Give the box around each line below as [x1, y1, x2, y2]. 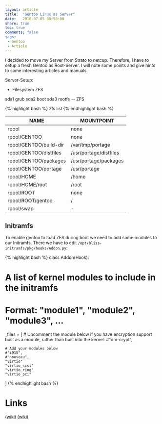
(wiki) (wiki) [5, 414, 29, 420]
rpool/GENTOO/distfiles [7, 149, 62, 156]
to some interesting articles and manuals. [5, 67, 88, 74]
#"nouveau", [5, 354, 29, 359]
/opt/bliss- [78, 241, 102, 246]
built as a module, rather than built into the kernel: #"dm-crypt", [5, 336, 133, 342]
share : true [5, 21, 29, 26]
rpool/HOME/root [7, 181, 47, 188]
